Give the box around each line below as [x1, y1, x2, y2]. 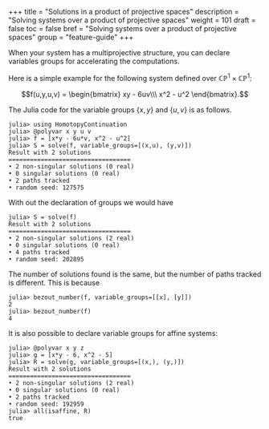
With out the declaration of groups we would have [8, 197, 174, 207]
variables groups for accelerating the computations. [8, 56, 180, 66]
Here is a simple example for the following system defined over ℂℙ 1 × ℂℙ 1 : [8, 72, 252, 83]
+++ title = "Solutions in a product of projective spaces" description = [8, 7, 239, 16]
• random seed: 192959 [8, 400, 84, 408]
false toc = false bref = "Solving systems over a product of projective [8, 24, 237, 33]
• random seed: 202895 [8, 255, 84, 263]
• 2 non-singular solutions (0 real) [8, 162, 135, 171]
